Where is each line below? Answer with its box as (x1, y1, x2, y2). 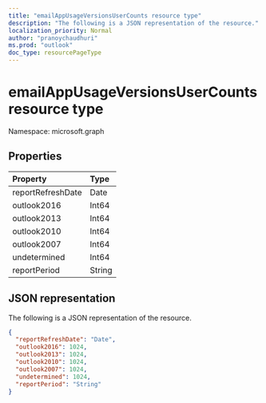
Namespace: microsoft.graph (8, 126, 105, 136)
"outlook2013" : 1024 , (15, 350, 88, 359)
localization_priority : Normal (8, 26, 113, 34)
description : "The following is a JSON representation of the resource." (8, 19, 260, 27)
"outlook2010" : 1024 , (15, 358, 88, 366)
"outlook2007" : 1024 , (15, 365, 88, 373)
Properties (8, 149, 62, 164)
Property (12, 173, 47, 184)
